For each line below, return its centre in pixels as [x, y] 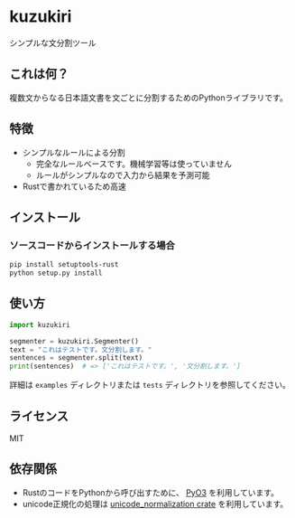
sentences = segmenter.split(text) [76, 358]
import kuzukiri [40, 325]
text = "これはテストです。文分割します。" [81, 350]
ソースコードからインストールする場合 [92, 245]
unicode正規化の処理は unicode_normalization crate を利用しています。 [155, 504]
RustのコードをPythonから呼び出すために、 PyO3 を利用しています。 [151, 492]
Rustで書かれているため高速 [74, 186]
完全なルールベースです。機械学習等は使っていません [134, 164]
